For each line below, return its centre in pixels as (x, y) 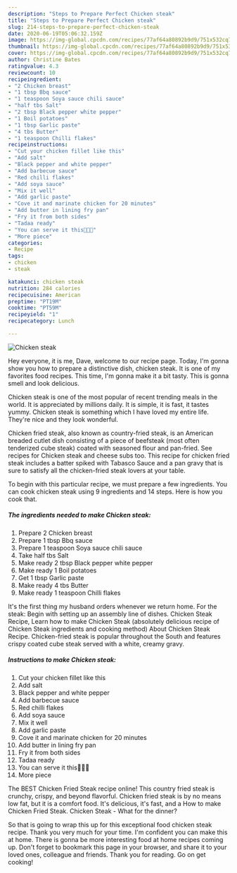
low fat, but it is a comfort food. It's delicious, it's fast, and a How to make (115, 803)
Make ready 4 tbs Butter (53, 585)
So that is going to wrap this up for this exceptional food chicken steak (110, 824)
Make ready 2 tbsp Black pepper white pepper (85, 563)
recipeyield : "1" (33, 315)
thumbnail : (24, 46)
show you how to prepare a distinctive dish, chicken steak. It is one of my (114, 368)
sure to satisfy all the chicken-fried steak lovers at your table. (97, 470)
